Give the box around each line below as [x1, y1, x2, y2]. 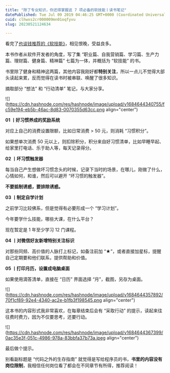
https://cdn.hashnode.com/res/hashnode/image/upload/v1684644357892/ [7, 292, 163, 298]
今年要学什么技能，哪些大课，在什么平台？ [5, 216, 94, 222]
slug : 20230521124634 [5, 21, 51, 27]
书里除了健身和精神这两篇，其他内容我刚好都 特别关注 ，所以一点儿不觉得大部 [5, 69, 165, 75]
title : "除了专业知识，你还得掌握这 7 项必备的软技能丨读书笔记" [5, 7, 127, 13]
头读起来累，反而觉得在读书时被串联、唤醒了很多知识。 [5, 75, 120, 81]
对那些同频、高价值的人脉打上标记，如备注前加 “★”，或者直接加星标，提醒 [5, 248, 161, 254]
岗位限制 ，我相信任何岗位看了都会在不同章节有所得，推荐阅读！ [5, 362, 138, 368]
